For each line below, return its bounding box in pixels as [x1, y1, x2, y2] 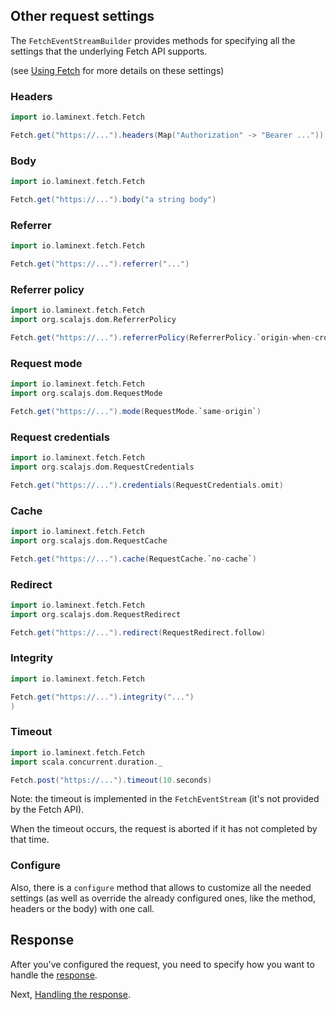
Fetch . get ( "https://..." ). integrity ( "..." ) [10, 692, 195, 702]
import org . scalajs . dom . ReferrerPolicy [10, 315, 177, 325]
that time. [10, 834, 50, 846]
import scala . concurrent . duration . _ [10, 757, 163, 767]
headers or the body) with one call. [10, 902, 155, 914]
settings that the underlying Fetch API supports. [10, 45, 208, 57]
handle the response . [10, 969, 98, 981]
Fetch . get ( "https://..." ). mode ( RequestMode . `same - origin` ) [10, 406, 262, 416]
